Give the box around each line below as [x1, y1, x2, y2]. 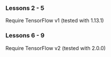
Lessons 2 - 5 [5, 4, 45, 12]
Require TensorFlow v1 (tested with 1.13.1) [5, 17, 104, 24]
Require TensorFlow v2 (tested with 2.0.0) [5, 44, 106, 51]
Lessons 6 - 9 [5, 32, 45, 40]
